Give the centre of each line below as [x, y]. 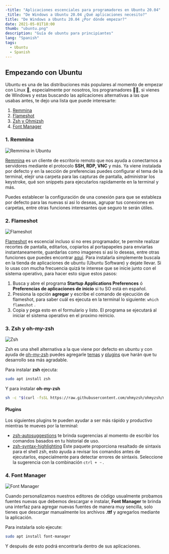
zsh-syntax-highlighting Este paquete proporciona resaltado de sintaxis [87, 446]
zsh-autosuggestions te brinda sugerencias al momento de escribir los [86, 436]
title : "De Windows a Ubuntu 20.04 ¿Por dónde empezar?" [66, 19]
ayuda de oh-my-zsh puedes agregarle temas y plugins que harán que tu [81, 355]
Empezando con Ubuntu [44, 72]
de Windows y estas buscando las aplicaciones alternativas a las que [77, 95]
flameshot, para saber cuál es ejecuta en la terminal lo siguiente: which [86, 299]
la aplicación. [19, 518]
